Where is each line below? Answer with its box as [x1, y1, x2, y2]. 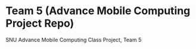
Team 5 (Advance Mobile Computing [5, 4, 191, 18]
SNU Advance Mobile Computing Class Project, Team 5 [5, 36, 142, 43]
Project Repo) [5, 17, 74, 30]
